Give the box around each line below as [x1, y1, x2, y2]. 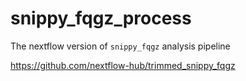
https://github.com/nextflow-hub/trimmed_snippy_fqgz [10, 59, 236, 71]
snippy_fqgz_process [10, 7, 192, 30]
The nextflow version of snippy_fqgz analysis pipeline [10, 40, 231, 52]
